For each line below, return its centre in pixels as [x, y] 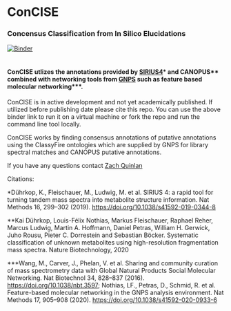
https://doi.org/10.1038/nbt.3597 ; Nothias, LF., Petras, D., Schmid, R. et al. [111, 285]
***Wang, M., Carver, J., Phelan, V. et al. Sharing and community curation [113, 263]
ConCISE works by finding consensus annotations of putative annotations [112, 137]
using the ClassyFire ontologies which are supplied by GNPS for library [108, 144]
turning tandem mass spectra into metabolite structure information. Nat [108, 199]
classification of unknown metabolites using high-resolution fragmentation [113, 242]
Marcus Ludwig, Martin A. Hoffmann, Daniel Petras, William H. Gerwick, [109, 227]
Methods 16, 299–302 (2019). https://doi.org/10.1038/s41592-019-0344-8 [111, 207]
